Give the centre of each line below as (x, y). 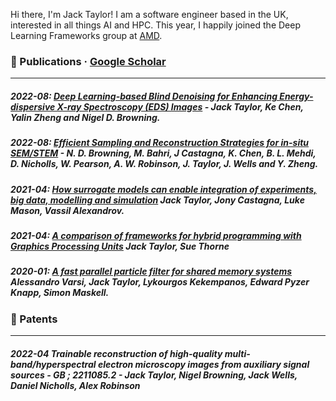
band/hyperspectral (53, 364)
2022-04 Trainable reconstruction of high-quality (116, 353)
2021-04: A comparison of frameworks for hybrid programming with (156, 236)
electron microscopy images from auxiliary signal (203, 364)
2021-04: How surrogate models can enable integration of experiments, (163, 189)
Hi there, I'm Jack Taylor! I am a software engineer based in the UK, (149, 14)
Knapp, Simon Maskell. (60, 293)
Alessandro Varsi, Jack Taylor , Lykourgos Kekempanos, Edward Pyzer (160, 282)
